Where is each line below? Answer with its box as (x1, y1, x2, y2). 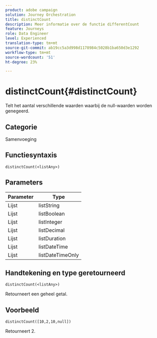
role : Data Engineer (5, 31, 49, 36)
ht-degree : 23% (5, 59, 37, 65)
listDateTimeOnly (38, 251, 80, 258)
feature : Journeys (5, 26, 44, 32)
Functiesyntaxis (5, 151, 57, 160)
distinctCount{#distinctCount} (5, 86, 138, 97)
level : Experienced (5, 36, 47, 41)
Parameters (5, 178, 43, 187)
